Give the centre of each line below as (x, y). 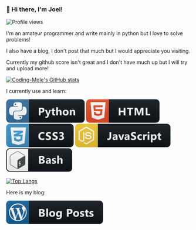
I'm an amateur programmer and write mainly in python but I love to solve (94, 33)
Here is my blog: (26, 193)
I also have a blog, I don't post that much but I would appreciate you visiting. (98, 51)
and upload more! (27, 68)
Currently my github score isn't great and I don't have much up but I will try (97, 62)
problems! (18, 40)
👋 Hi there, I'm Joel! (35, 9)
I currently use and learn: (36, 91)
